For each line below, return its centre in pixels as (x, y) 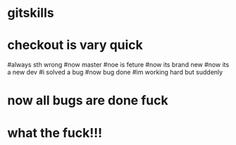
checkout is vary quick (75, 45)
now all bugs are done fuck (88, 101)
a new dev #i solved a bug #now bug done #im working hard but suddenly (115, 72)
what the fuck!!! (55, 133)
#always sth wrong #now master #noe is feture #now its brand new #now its (118, 65)
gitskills (31, 13)
